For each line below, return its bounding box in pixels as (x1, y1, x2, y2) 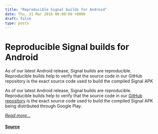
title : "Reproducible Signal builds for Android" (5, 7, 108, 12)
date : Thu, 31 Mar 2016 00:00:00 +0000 (5, 12, 86, 17)
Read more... (5, 113, 31, 118)
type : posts (5, 20, 29, 26)
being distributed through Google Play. (5, 103, 82, 109)
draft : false (5, 16, 32, 21)
